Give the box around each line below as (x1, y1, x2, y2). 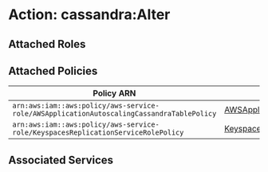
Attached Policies (8, 64, 98, 77)
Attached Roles (8, 37, 86, 51)
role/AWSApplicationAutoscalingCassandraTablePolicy (12, 109, 217, 119)
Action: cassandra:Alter (8, 6, 171, 24)
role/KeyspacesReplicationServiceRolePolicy (12, 128, 184, 137)
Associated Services (8, 153, 114, 166)
